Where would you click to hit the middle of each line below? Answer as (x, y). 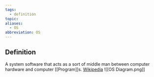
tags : (11, 10)
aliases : (14, 23)
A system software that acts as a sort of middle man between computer (77, 64)
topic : (12, 19)
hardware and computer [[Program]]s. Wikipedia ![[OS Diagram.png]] (75, 69)
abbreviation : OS (23, 32)
